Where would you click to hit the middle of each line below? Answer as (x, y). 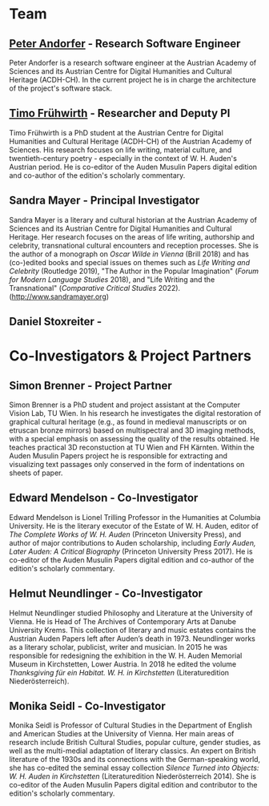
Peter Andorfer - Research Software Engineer (125, 44)
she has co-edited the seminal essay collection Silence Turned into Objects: (134, 768)
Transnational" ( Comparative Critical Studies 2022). (95, 288)
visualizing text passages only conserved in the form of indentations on (127, 465)
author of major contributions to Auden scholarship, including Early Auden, (132, 542)
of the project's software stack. (61, 88)
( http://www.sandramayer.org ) (59, 296)
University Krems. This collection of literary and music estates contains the (133, 630)
